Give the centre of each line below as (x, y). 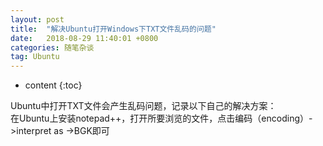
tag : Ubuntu (35, 57)
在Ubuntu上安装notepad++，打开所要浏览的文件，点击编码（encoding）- (161, 118)
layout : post (37, 19)
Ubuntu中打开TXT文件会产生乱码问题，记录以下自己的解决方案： (143, 106)
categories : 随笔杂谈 (52, 47)
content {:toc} (53, 85)
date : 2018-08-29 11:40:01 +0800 (84, 38)
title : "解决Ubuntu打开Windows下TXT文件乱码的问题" (113, 29)
